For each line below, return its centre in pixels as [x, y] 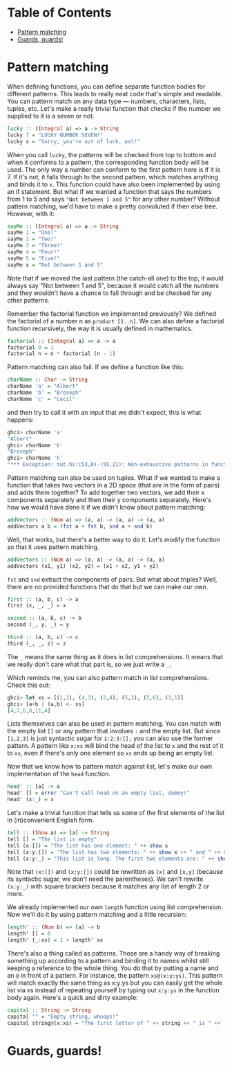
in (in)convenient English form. [51, 820]
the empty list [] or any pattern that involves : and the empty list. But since [114, 731]
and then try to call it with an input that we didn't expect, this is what [104, 412]
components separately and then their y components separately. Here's [109, 500]
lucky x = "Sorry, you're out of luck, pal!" [74, 141]
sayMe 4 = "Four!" [33, 252]
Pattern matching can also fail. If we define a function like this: [96, 367]
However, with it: [31, 213]
